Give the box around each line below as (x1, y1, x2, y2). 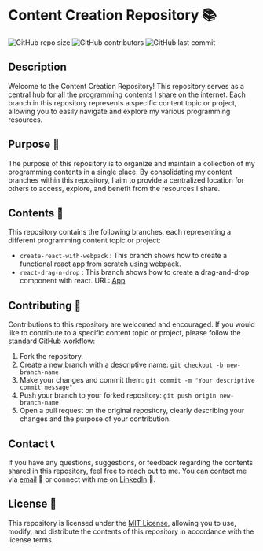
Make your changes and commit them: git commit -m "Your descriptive (19, 375, 255, 385)
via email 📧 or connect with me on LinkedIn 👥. (8, 475, 155, 484)
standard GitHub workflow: (8, 336, 96, 346)
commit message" (19, 383, 73, 392)
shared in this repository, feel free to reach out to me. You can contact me (8, 466, 247, 475)
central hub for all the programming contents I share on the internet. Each (8, 90, 246, 99)
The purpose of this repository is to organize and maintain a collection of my (8, 158, 255, 168)
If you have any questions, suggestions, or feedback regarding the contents (8, 458, 254, 467)
